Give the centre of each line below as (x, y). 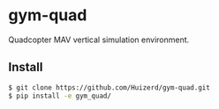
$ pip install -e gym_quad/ (60, 96)
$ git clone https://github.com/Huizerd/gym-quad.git (109, 87)
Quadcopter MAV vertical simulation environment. (99, 40)
